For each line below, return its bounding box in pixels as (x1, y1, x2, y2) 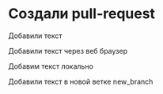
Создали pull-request (8, 5, 156, 23)
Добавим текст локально (8, 61, 93, 71)
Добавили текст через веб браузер (8, 46, 128, 55)
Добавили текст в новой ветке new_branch (8, 77, 154, 86)
